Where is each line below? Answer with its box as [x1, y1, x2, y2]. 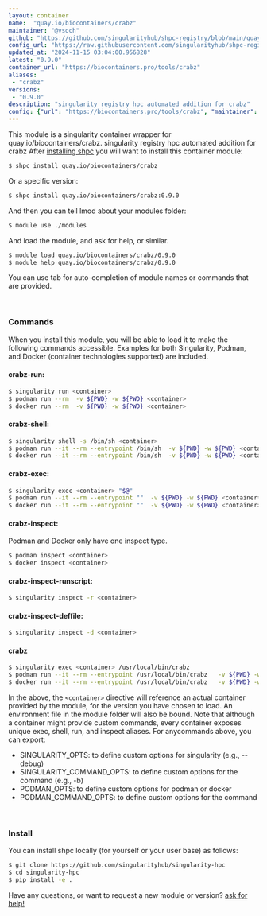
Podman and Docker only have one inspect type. [8, 536, 168, 545]
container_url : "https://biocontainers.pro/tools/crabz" [8, 64, 201, 72]
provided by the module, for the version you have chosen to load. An [8, 701, 233, 711]
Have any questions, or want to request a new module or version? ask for [8, 891, 248, 900]
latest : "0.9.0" [8, 56, 62, 64]
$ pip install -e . [8, 876, 73, 884]
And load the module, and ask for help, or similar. [8, 235, 169, 245]
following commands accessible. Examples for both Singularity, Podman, [8, 343, 246, 352]
